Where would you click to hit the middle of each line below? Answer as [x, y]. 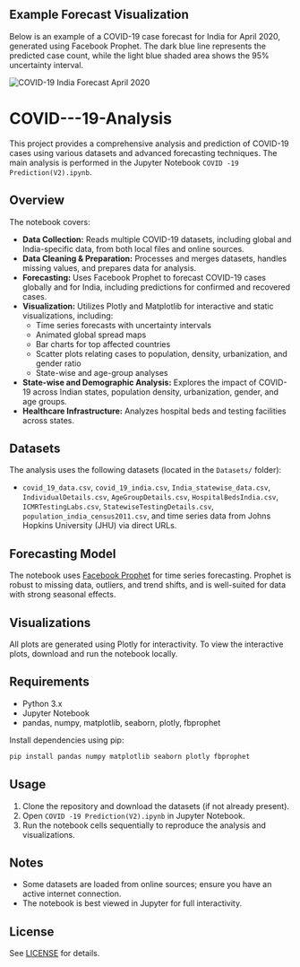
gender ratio [59, 363]
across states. [48, 420]
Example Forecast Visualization [99, 15]
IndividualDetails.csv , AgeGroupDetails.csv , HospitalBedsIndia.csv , [150, 497]
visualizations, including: [68, 315]
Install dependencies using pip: [67, 740]
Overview [37, 200]
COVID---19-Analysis [91, 118]
